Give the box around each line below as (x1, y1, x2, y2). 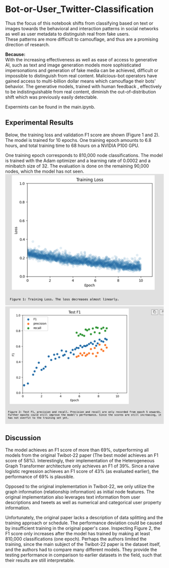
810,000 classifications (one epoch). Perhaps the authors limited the (5, 536, 147, 542)
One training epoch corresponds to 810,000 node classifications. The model (5, 152, 163, 158)
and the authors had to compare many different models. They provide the (5, 547, 157, 553)
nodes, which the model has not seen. (5, 168, 84, 174)
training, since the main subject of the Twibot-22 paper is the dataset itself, (5, 541, 161, 547)
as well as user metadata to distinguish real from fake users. (5, 31, 130, 37)
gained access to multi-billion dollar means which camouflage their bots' (5, 78, 156, 84)
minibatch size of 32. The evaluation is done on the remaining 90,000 (5, 163, 149, 169)
